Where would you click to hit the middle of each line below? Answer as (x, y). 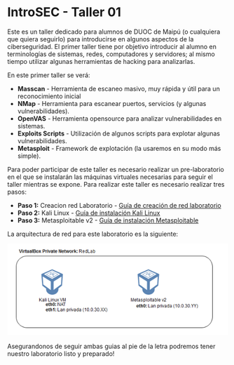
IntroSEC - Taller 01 (64, 12)
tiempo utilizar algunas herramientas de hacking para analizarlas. (101, 61)
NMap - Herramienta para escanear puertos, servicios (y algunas (112, 103)
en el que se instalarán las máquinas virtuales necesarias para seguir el (110, 177)
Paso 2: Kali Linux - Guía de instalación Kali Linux (89, 213)
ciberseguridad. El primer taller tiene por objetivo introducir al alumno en (112, 46)
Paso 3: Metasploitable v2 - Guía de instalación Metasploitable (108, 220)
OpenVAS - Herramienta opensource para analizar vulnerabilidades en (119, 118)
